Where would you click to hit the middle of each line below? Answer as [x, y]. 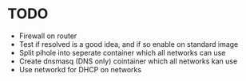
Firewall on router [48, 36]
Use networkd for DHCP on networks [80, 69]
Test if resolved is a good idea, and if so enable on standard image [129, 44]
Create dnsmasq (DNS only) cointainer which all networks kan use [128, 61]
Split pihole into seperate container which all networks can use [122, 52]
